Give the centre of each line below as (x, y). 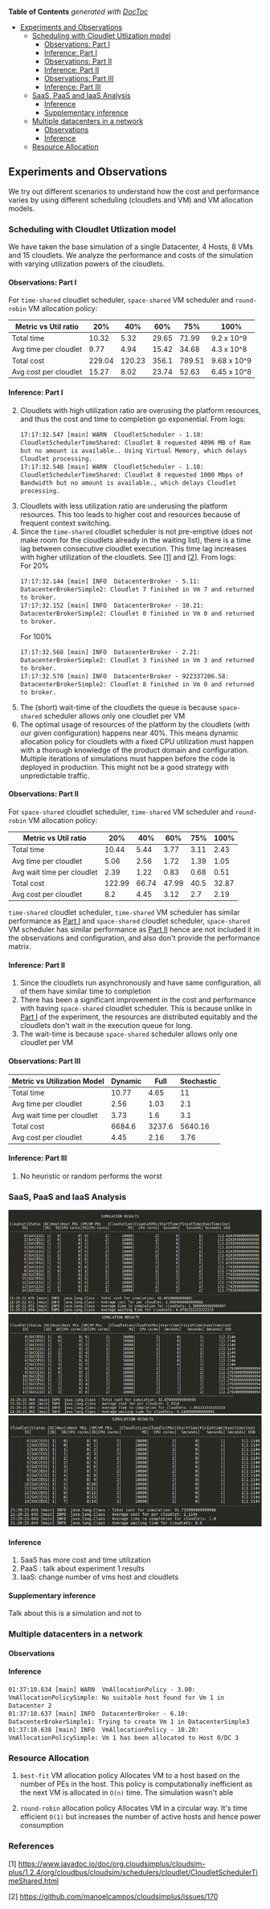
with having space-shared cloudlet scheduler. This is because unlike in (136, 1009)
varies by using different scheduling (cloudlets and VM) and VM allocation (131, 199)
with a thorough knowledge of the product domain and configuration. (134, 750)
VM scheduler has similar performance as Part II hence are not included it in (134, 929)
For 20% (35, 565)
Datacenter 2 (30, 1706)
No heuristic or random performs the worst (91, 1176)
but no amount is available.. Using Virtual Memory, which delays (133, 451)
